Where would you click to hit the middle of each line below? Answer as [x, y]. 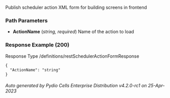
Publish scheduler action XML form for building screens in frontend [76, 7]
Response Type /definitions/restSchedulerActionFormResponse [72, 56]
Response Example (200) [37, 45]
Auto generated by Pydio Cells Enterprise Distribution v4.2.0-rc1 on [76, 86]
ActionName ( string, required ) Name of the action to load [73, 32]
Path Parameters [26, 20]
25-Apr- [156, 86]
